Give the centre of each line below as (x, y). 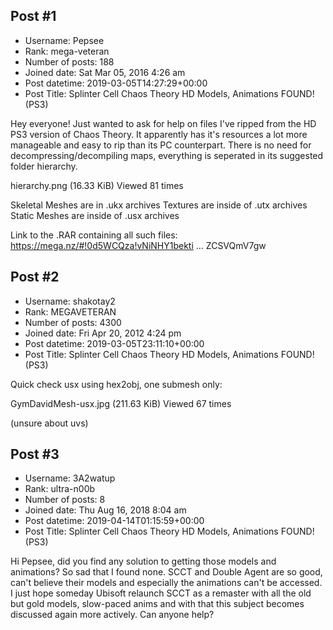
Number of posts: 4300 (73, 322)
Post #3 (35, 454)
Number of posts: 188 (69, 61)
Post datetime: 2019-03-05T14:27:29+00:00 (116, 83)
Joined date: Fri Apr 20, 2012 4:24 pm (103, 333)
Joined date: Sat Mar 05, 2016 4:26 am (105, 72)
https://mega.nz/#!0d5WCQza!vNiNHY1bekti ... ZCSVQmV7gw (138, 245)
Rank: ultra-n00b (60, 489)
